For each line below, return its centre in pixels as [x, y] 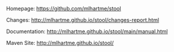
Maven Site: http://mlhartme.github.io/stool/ [60, 43]
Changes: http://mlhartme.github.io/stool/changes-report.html [83, 20]
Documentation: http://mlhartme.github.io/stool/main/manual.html [87, 31]
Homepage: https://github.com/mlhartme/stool [64, 9]
